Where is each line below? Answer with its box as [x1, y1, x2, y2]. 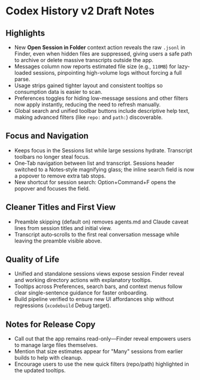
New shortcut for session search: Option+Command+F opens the [14, 178, 176, 186]
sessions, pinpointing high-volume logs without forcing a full [32, 69, 182, 76]
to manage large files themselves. [14, 342, 98, 349]
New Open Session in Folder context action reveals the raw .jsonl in [14, 44, 186, 51]
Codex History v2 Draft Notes [5, 4, 155, 18]
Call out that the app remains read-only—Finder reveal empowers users [14, 335, 191, 342]
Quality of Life [5, 255, 59, 265]
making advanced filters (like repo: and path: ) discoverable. [14, 114, 163, 121]
